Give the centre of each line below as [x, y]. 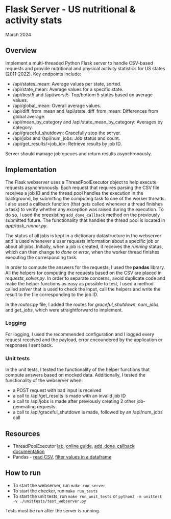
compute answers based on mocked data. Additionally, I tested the [75, 375]
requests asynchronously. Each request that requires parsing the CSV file [82, 188]
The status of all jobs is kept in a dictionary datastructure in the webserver [83, 235]
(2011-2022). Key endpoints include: [43, 74]
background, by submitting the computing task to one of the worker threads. [86, 198]
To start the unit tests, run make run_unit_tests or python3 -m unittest [87, 496]
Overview [21, 50]
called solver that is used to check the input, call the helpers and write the [83, 289]
